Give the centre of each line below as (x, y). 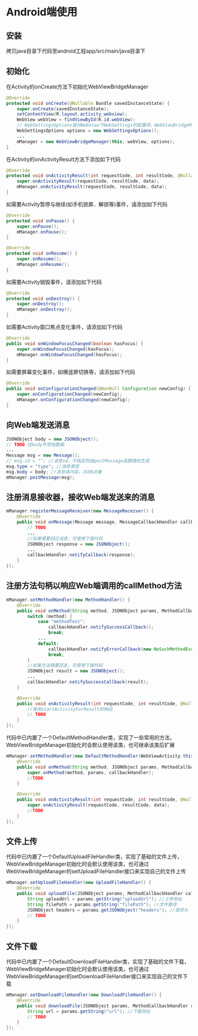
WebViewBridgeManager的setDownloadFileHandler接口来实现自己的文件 (95, 976)
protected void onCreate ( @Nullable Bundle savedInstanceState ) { (88, 103)
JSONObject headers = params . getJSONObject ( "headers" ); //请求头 (108, 910)
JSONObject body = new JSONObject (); (52, 439)
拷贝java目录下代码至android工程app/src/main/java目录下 (76, 51)
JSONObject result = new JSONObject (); (76, 671)
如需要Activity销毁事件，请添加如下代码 (54, 282)
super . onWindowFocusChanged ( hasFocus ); (66, 349)
